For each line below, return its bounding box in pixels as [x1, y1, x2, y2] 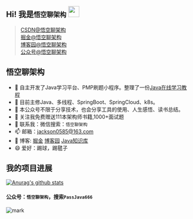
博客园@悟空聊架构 [20, 41, 67, 48]
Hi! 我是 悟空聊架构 [6, 9, 67, 19]
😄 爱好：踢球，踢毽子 [14, 144, 68, 151]
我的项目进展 [6, 163, 53, 173]
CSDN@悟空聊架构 [20, 26, 66, 33]
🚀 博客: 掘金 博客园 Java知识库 [14, 137, 89, 144]
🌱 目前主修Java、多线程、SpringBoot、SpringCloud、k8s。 [14, 98, 158, 106]
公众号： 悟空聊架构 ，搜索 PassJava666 [6, 193, 93, 200]
